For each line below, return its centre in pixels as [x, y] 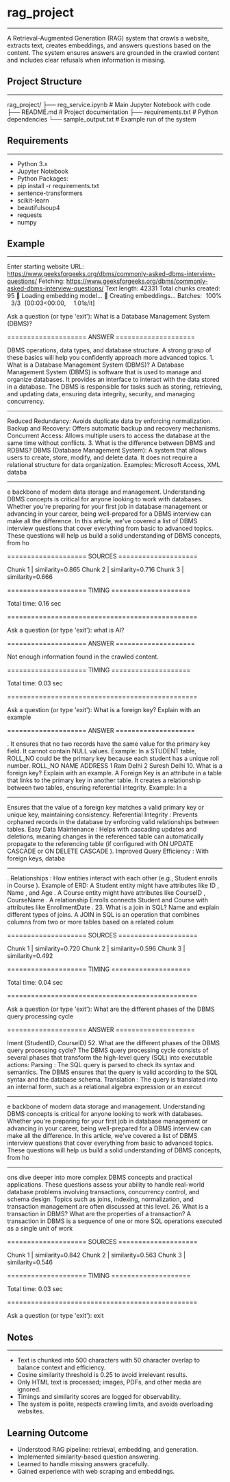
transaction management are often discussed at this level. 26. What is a [108, 1207]
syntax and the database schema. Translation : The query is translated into [112, 1080]
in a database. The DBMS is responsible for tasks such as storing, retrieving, [115, 387]
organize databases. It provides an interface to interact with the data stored [114, 380]
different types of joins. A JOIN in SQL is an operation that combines [103, 915]
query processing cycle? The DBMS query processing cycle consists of [108, 1050]
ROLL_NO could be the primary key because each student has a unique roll [113, 759]
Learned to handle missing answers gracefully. [83, 1464]
